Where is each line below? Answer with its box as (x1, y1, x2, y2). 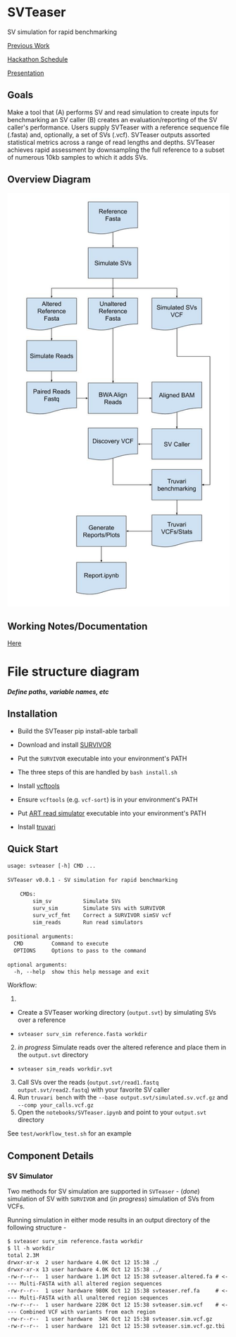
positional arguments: (7, 933, 74, 941)
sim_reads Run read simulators (32, 919, 143, 926)
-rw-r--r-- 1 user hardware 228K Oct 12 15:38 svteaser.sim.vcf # (7, 1302, 219, 1309)
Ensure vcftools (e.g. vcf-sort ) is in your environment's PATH (17, 795, 199, 803)
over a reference (17, 1015, 66, 1025)
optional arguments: (7, 962, 68, 969)
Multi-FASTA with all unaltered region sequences (20, 1295, 169, 1302)
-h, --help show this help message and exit (13, 969, 150, 976)
